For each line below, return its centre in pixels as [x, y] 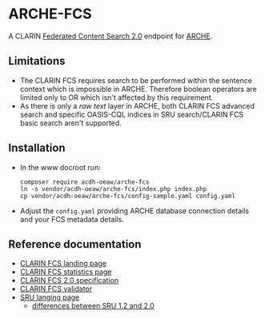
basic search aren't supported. [70, 123]
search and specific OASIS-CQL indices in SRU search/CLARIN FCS [132, 114]
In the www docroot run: [60, 167]
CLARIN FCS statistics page [66, 272]
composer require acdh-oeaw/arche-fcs [84, 182]
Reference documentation [75, 244]
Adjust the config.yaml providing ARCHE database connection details [135, 211]
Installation [37, 148]
